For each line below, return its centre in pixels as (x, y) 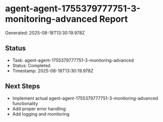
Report (113, 19)
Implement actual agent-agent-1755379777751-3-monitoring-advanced (85, 98)
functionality (25, 103)
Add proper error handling (39, 109)
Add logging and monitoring (41, 114)
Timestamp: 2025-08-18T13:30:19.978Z (53, 71)
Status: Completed (31, 65)
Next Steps (23, 86)
